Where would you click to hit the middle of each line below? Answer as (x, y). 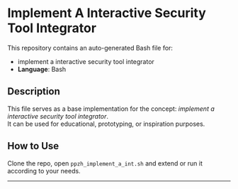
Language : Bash (42, 69)
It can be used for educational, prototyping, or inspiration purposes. (106, 124)
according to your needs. (44, 171)
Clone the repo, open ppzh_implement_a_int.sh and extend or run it (105, 163)
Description (34, 91)
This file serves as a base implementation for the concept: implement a (111, 109)
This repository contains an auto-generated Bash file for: (90, 48)
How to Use (33, 146)
